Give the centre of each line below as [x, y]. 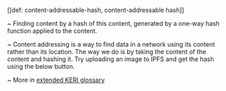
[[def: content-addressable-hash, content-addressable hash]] [96, 10]
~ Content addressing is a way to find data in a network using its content [111, 44]
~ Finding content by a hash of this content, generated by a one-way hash [114, 23]
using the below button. [41, 66]
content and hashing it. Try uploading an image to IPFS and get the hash [111, 59]
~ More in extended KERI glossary [56, 80]
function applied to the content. [52, 31]
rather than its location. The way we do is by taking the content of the [107, 52]
